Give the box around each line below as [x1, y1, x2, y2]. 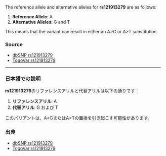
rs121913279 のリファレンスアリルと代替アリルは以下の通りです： [5, 88, 140, 94]
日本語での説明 [5, 75, 41, 82]
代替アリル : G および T [12, 104, 58, 110]
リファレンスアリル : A [12, 98, 57, 104]
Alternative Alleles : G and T [12, 19, 70, 25]
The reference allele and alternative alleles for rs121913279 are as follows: [5, 4, 157, 10]
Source [5, 41, 23, 48]
